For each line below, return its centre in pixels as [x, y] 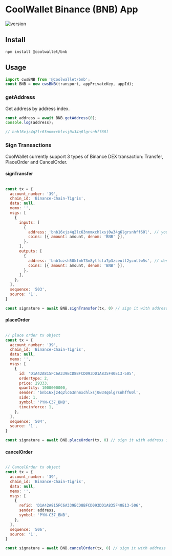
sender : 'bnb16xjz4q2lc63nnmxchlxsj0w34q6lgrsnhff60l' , [80, 393]
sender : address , [37, 510]
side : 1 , [28, 398]
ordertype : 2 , [34, 378]
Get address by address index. [38, 109]
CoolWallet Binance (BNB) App [72, 10]
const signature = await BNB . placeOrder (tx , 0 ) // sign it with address [84, 440]
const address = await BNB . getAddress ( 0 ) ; [51, 118]
